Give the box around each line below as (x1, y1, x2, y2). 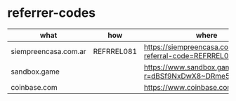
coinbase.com (11, 82, 58, 92)
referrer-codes (7, 5, 96, 21)
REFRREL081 (93, 46, 138, 56)
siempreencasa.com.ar (11, 46, 86, 56)
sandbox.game (11, 67, 60, 76)
